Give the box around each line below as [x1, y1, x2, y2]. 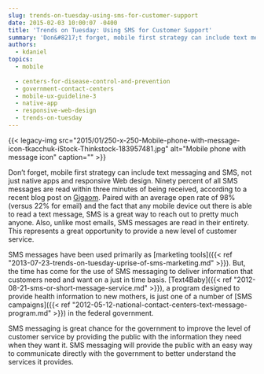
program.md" [8, 308, 52, 317]
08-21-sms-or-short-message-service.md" [8, 283, 148, 292]
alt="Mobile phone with [170, 143, 246, 154]
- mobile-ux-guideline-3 [15, 92, 97, 100]
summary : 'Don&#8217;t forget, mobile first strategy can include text [8, 33, 247, 42]
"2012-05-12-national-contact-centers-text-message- [71, 300, 247, 309]
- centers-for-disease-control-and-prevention [15, 77, 170, 85]
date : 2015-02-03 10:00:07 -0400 [8, 19, 118, 27]
